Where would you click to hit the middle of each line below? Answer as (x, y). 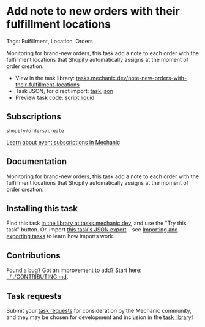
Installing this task (42, 209)
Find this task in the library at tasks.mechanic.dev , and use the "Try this (96, 223)
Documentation (37, 161)
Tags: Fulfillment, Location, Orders (50, 41)
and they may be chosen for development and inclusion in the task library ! (100, 317)
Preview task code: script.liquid (55, 97)
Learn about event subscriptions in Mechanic (63, 142)
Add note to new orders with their (93, 11)
